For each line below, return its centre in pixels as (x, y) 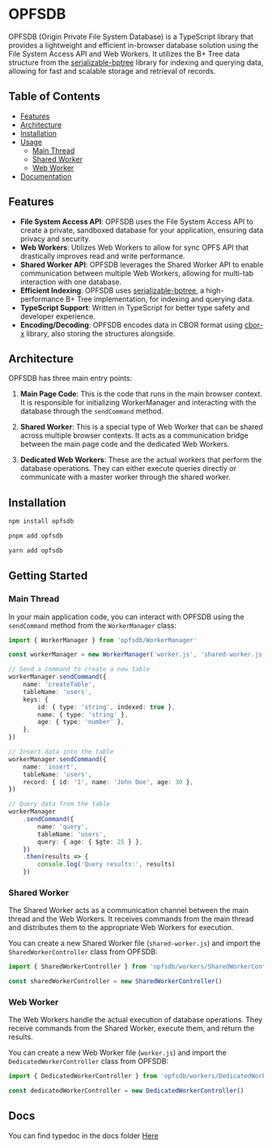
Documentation (46, 176)
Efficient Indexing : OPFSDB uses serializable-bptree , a (112, 290)
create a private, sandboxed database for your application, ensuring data (142, 230)
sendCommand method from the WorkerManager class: (92, 625)
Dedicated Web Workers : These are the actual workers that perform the (141, 460)
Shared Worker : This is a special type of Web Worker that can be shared (141, 427)
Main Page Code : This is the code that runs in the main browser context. (141, 394)
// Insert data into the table (61, 752)
